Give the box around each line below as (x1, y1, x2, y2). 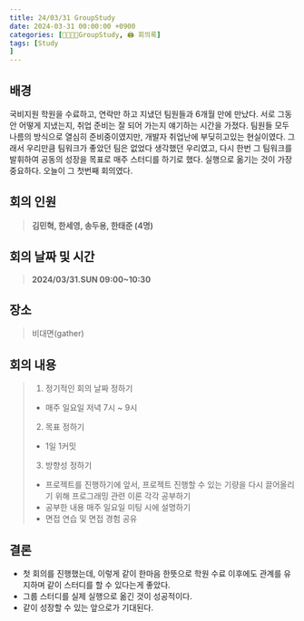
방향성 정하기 (44, 460, 93, 471)
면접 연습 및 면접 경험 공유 (44, 513, 138, 524)
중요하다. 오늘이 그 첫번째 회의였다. (9, 165, 133, 176)
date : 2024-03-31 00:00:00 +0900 (9, 22, 136, 31)
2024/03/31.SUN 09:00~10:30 (31, 274, 152, 285)
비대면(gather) (31, 328, 84, 339)
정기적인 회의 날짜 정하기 (44, 383, 133, 394)
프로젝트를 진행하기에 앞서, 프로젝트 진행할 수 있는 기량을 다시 (44, 480, 263, 490)
